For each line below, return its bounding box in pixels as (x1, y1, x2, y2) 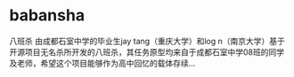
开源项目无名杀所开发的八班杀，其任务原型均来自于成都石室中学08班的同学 (9, 46, 285, 58)
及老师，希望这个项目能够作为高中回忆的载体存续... (9, 58, 196, 68)
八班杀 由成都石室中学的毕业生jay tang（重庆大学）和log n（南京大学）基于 (9, 35, 285, 46)
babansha (9, 5, 86, 26)
